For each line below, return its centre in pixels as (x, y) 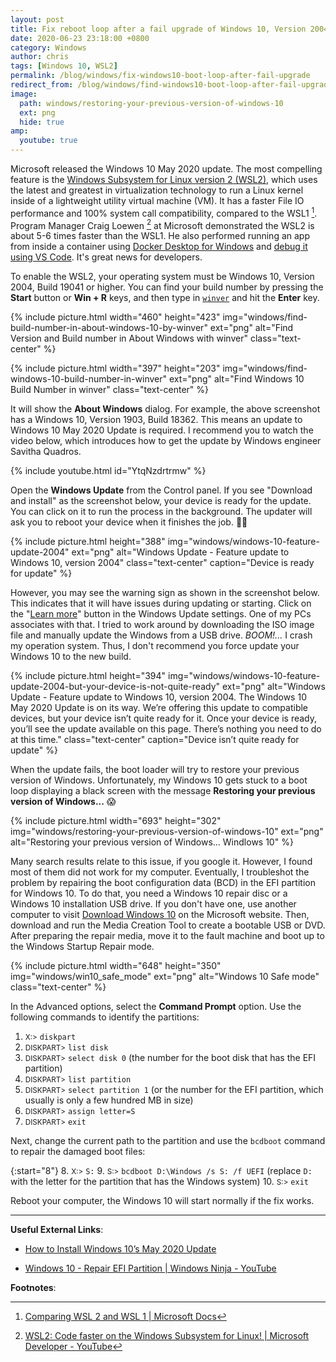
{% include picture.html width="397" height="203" (115, 368)
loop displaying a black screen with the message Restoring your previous (163, 791)
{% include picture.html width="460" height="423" (115, 317)
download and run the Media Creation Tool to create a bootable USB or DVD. (168, 925)
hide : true (42, 122)
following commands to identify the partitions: (105, 1017)
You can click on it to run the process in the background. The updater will (161, 512)
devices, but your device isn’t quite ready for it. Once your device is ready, (163, 718)
